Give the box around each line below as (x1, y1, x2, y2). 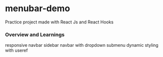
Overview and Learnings (5, 31, 65, 38)
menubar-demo (5, 3, 70, 14)
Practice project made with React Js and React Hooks (5, 19, 114, 25)
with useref (5, 47, 28, 54)
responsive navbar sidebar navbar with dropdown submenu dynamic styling (5, 42, 159, 48)
